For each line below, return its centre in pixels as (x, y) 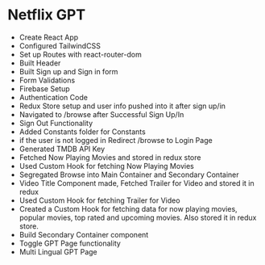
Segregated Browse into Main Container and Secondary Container (129, 175)
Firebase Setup (44, 88)
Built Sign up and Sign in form (68, 71)
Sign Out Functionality (56, 123)
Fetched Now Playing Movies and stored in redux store (110, 157)
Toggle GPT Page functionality (70, 243)
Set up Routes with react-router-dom (80, 54)
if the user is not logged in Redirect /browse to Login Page (116, 140)
